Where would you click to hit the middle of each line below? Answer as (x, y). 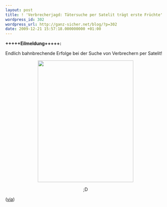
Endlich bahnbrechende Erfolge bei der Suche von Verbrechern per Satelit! (84, 54)
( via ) (10, 199)
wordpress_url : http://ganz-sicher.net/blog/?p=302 (61, 24)
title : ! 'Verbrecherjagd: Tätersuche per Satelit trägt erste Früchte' (84, 15)
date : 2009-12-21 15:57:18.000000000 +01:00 (53, 29)
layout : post (19, 10)
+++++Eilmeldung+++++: (33, 43)
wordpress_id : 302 (25, 19)
